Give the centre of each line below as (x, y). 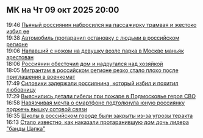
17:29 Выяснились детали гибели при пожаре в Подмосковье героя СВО (101, 96)
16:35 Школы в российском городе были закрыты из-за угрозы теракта (100, 115)
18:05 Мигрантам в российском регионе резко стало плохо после (92, 70)
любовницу (21, 89)
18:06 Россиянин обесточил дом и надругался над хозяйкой (85, 64)
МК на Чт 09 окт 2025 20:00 (63, 10)
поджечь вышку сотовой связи (47, 109)
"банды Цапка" (26, 128)
